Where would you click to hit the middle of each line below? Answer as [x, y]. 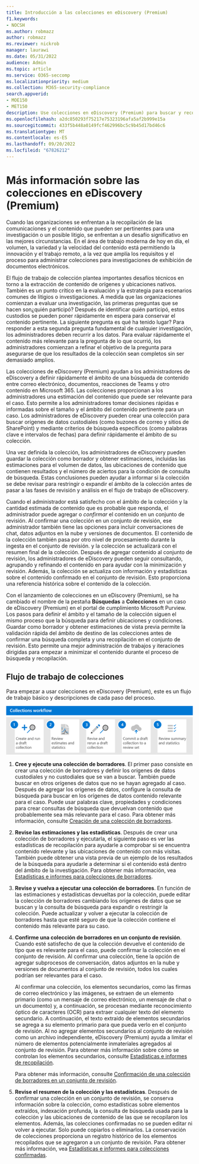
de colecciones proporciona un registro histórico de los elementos [96, 1136]
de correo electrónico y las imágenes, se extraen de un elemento [94, 993]
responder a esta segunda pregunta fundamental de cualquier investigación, [99, 328]
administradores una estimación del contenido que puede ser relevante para [99, 396]
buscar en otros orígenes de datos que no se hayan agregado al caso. [100, 783]
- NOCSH [16, 25]
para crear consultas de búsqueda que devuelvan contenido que [94, 808]
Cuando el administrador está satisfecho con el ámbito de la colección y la [97, 501]
